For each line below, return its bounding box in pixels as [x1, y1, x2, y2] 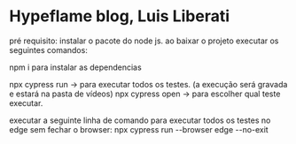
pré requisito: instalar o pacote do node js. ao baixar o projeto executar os [9, 35, 279, 46]
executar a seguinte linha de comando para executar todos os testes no [9, 115, 271, 125]
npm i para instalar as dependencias [9, 62, 142, 72]
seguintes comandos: [9, 44, 89, 55]
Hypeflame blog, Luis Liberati [9, 6, 230, 27]
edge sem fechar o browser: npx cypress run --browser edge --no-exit [9, 124, 269, 134]
